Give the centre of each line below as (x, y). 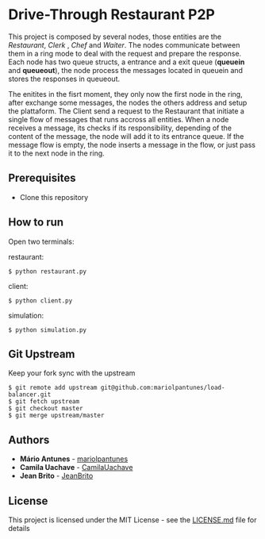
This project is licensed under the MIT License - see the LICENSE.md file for (132, 520)
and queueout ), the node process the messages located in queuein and (126, 70)
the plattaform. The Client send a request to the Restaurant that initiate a (126, 111)
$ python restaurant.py (48, 271)
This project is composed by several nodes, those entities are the (115, 37)
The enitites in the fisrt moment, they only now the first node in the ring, (126, 94)
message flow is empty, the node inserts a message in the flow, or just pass (132, 144)
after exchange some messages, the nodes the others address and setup (128, 102)
